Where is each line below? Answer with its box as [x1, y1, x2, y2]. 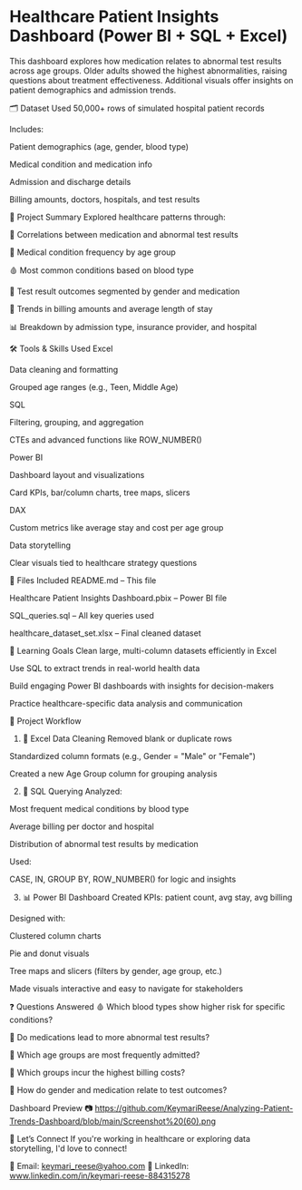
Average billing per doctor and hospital [9, 821, 154, 832]
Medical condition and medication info [9, 159, 152, 170]
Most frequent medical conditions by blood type [9, 803, 190, 814]
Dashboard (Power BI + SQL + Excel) [9, 25, 288, 46]
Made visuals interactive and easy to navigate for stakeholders [9, 982, 243, 994]
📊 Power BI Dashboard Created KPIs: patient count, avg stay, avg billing [22, 892, 293, 902]
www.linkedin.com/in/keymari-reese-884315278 [9, 1170, 190, 1181]
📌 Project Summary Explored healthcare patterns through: [9, 211, 226, 222]
